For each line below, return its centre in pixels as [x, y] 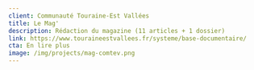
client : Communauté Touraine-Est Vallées [79, 16]
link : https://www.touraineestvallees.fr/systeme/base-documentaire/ [128, 38]
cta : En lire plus [39, 46]
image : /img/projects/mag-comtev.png [72, 53]
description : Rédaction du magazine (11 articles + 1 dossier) [117, 31]
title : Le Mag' [34, 23]
